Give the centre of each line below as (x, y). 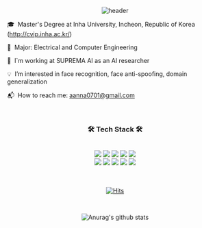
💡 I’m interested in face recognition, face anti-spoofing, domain (97, 74)
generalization (27, 81)
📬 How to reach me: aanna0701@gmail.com (71, 95)
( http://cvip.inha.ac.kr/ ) (40, 34)
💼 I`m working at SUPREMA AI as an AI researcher (78, 61)
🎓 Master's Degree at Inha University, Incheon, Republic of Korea (101, 24)
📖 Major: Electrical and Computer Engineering (73, 47)
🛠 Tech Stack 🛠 (115, 129)
